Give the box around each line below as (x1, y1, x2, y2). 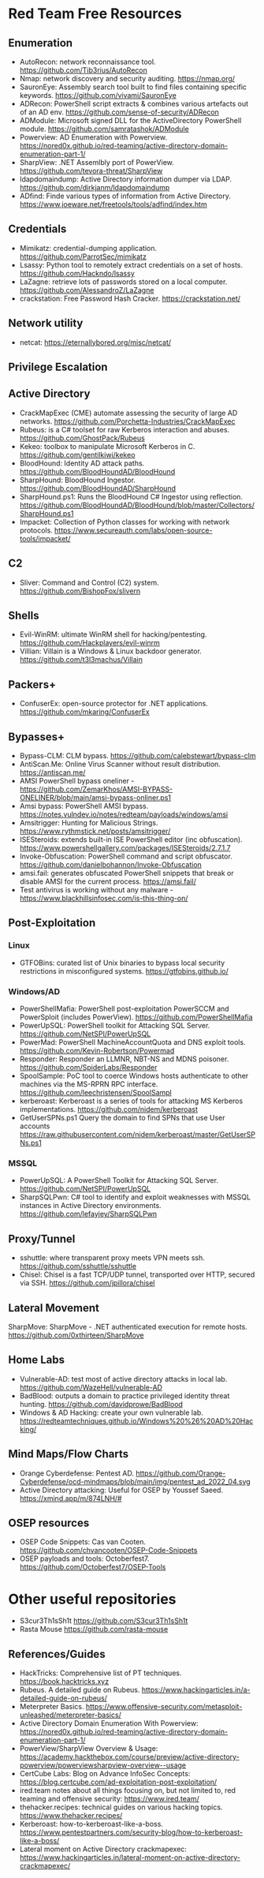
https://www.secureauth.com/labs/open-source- (54, 526, 213, 535)
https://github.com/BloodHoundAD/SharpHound (19, 483, 176, 493)
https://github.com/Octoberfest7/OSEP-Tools (19, 1562, 166, 1572)
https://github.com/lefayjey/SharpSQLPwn (19, 1209, 158, 1219)
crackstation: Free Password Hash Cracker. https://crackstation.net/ (19, 294, 241, 303)
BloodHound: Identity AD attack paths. (19, 458, 145, 468)
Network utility (8, 316, 84, 330)
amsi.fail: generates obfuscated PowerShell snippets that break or (19, 869, 234, 878)
